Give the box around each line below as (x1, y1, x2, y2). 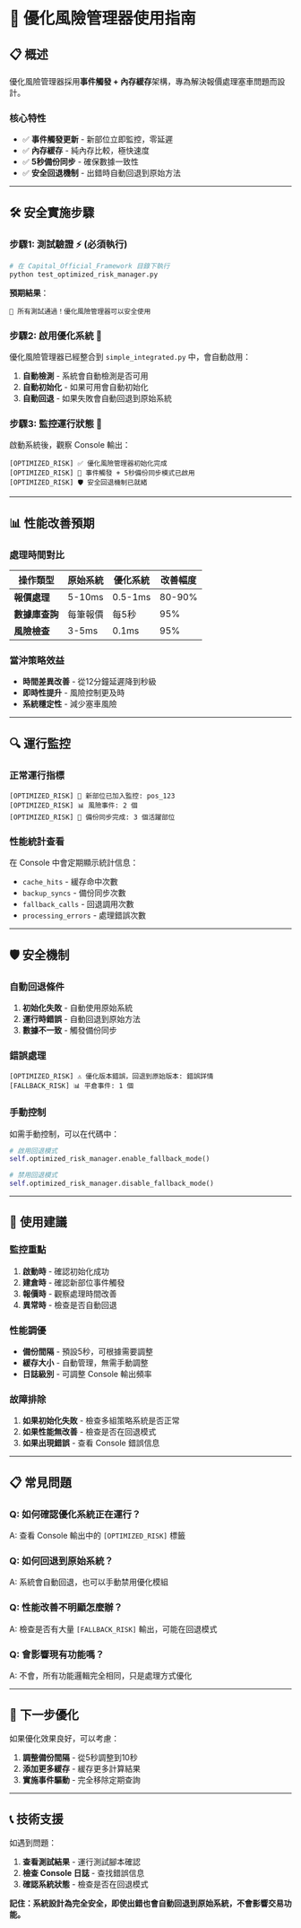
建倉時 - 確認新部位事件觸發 (21, 1277, 125, 1287)
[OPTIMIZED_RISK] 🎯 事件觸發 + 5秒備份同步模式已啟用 (9, 468, 195, 478)
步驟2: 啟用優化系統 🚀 (9, 329, 103, 342)
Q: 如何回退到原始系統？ (9, 1554, 114, 1566)
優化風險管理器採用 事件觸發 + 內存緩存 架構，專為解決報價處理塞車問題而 (9, 76, 278, 86)
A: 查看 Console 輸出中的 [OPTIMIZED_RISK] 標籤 (9, 1531, 186, 1541)
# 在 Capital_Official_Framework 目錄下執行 (9, 261, 170, 270)
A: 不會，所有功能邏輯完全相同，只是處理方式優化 (9, 1670, 193, 1680)
